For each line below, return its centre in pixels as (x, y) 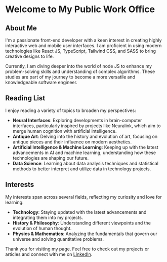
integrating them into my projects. (48, 217)
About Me (21, 28)
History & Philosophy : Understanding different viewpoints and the (81, 223)
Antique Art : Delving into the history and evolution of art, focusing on (85, 136)
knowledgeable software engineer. (41, 82)
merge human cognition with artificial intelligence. (65, 131)
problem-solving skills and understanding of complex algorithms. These (80, 71)
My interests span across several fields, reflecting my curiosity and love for (83, 197)
